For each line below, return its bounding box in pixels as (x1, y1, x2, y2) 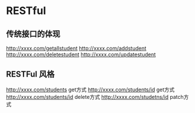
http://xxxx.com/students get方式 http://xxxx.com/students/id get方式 (6, 86, 175, 93)
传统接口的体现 (6, 29, 60, 39)
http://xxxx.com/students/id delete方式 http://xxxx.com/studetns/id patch (6, 93, 184, 100)
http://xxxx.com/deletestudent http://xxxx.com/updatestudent (6, 51, 156, 58)
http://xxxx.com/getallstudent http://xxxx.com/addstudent (6, 45, 147, 52)
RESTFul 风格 (6, 69, 55, 80)
